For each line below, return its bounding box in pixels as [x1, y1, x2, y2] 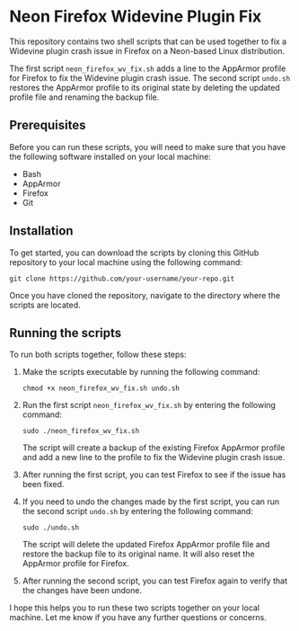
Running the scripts [9, 325, 122, 341]
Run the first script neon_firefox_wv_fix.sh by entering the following [22, 400, 277, 411]
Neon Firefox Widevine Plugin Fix [9, 6, 262, 27]
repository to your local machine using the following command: [9, 256, 242, 267]
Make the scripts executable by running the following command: [22, 367, 260, 378]
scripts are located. [9, 299, 81, 310]
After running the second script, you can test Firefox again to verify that [22, 575, 287, 586]
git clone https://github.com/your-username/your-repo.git [9, 274, 235, 283]
